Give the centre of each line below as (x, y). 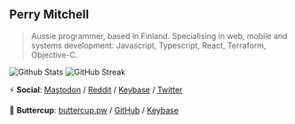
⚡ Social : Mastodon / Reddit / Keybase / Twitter (96, 89)
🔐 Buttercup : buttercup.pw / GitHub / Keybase (94, 110)
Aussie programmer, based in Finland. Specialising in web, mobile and (159, 35)
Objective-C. (54, 54)
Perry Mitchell (49, 15)
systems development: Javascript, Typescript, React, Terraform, (148, 45)
